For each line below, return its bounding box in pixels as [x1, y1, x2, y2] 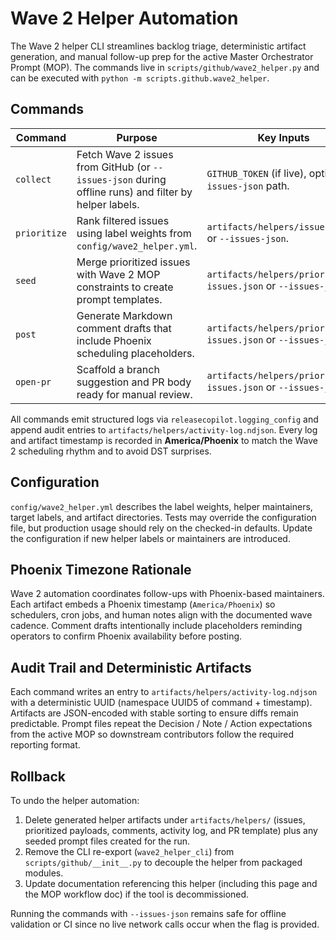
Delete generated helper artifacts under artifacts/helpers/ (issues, [24, 814, 306, 826]
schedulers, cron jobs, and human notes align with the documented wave [10, 609, 313, 621]
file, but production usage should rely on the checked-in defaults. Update [10, 522, 313, 534]
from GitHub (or [76, 160, 151, 174]
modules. [24, 867, 64, 879]
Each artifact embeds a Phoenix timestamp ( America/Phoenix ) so [10, 598, 276, 611]
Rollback [10, 768, 66, 785]
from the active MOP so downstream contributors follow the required [10, 728, 295, 741]
